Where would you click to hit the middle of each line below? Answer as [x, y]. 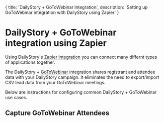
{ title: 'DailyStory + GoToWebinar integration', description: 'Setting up [77, 7]
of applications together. [30, 62]
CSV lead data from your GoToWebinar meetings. [55, 82]
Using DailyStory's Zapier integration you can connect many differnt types [81, 57]
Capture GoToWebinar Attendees [57, 113]
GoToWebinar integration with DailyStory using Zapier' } [62, 12]
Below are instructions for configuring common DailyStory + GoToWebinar [81, 92]
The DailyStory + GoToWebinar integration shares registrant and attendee [80, 72]
